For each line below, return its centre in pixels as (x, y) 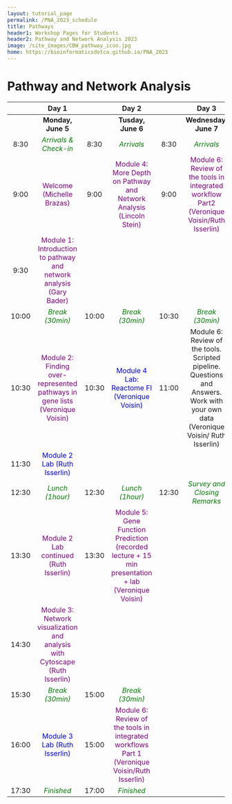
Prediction (132, 538)
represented (58, 383)
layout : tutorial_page (40, 13)
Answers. (206, 392)
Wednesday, (206, 120)
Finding (58, 366)
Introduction (57, 248)
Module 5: (132, 512)
